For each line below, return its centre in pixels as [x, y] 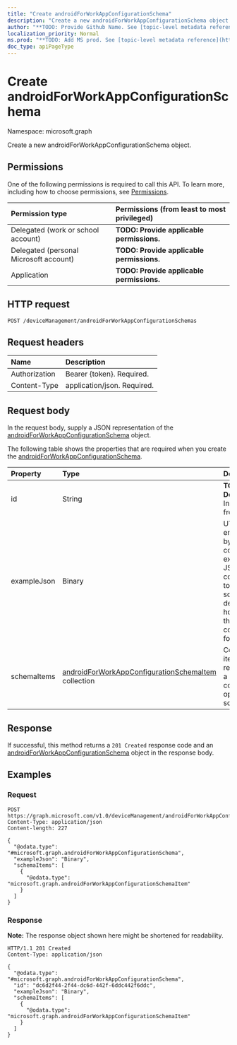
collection [79, 681]
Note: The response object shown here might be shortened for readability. [115, 935]
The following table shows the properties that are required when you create [117, 449]
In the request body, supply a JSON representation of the [91, 427]
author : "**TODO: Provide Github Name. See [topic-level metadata [107, 27]
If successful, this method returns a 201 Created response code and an [110, 745]
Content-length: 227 [38, 828]
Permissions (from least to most [171, 209]
